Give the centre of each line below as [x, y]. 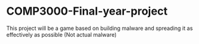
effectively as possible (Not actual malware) [62, 34]
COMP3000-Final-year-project [87, 11]
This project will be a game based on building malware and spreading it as [100, 28]
